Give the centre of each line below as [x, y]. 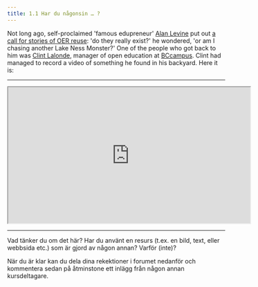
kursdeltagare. [28, 276]
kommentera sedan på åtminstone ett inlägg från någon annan [96, 268]
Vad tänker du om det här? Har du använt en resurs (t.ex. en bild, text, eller [113, 240]
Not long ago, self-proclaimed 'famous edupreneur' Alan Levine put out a [111, 33]
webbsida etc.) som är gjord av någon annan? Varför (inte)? [92, 248]
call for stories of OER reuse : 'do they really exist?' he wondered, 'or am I [111, 40]
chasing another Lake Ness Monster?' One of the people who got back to [112, 48]
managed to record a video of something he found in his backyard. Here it [112, 62]
